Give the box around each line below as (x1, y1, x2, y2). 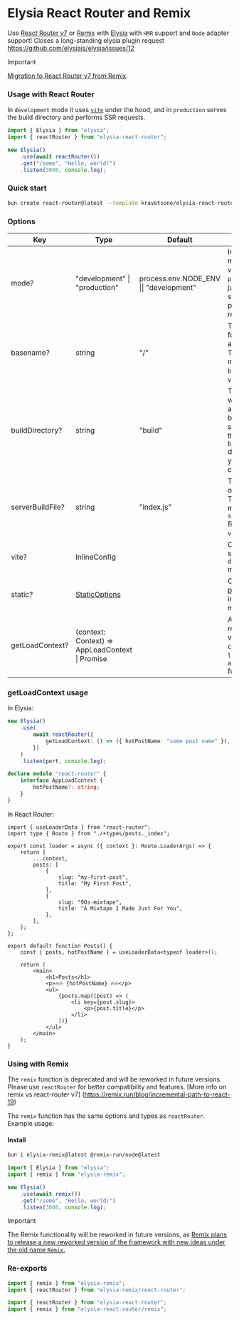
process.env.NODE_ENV (139, 273, 221, 283)
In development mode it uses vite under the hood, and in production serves (7, 106, 227, 114)
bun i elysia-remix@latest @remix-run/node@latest (7, 1152, 161, 1159)
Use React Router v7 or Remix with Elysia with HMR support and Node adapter (7, 29, 230, 37)
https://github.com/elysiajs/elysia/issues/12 (7, 44, 135, 52)
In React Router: (7, 810, 55, 818)
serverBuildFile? (11, 502, 65, 512)
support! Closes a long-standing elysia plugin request (7, 36, 165, 44)
